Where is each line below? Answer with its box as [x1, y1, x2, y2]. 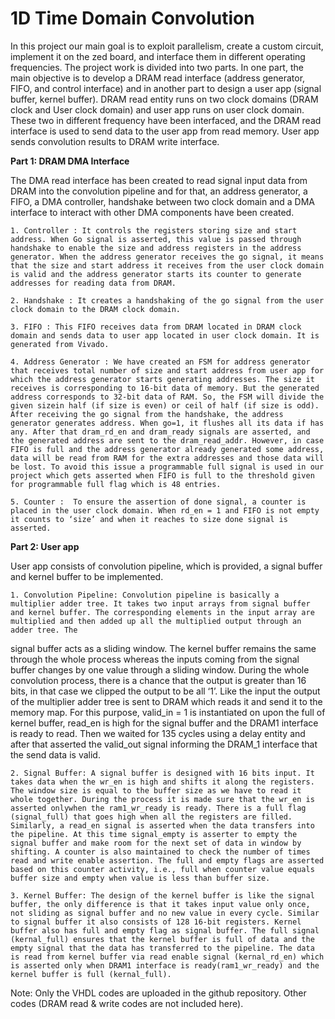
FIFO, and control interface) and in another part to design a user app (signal [10, 82, 322, 94]
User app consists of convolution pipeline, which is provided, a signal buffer [10, 560, 323, 572]
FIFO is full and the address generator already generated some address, [10, 444, 325, 454]
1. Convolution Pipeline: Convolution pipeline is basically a [10, 590, 280, 600]
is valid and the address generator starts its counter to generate [10, 269, 302, 279]
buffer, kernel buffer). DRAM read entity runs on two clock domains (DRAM [10, 93, 319, 105]
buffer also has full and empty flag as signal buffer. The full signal [10, 925, 320, 936]
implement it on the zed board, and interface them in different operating [10, 50, 306, 62]
